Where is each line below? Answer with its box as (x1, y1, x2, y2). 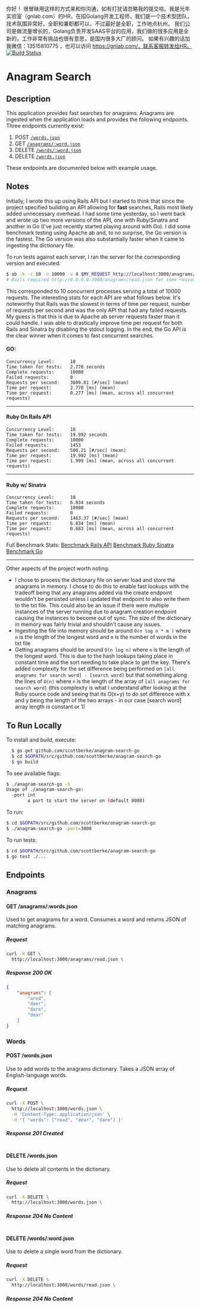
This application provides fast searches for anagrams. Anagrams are (6, 110, 174, 116)
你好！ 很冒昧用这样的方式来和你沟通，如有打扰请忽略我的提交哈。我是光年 (6, 5, 190, 12)
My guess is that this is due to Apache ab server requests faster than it (6, 312, 180, 320)
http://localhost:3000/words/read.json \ (11, 1282, 116, 1288)
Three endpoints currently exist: (6, 122, 85, 129)
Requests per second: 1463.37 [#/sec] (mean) (6, 515, 129, 522)
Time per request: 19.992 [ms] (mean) (6, 452, 118, 458)
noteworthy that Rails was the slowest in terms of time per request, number (6, 300, 190, 307)
